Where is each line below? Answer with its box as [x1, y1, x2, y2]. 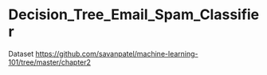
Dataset [8, 49, 34, 58]
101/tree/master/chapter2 [8, 57, 92, 67]
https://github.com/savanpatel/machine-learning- [35, 49, 198, 58]
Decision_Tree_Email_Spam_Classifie [8, 6, 260, 24]
